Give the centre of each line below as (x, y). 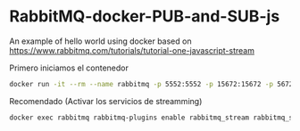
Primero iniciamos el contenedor (69, 68)
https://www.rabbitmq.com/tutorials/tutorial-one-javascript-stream (132, 50)
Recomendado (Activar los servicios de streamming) (106, 101)
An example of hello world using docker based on (100, 41)
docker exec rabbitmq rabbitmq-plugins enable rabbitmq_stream (129, 118)
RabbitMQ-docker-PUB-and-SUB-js (145, 16)
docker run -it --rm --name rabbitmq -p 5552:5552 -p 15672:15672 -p (142, 84)
